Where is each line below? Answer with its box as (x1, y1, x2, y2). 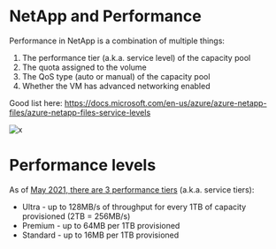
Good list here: (9, 97, 64, 108)
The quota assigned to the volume (21, 62, 148, 72)
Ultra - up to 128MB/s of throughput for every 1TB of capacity (21, 201, 247, 212)
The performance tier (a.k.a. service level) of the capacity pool (21, 52, 251, 63)
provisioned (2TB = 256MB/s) (21, 210, 131, 222)
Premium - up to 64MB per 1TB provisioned (21, 220, 180, 230)
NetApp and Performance (9, 6, 202, 26)
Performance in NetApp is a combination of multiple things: (9, 35, 226, 46)
